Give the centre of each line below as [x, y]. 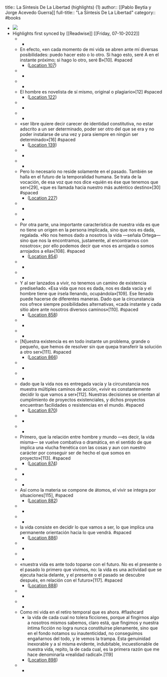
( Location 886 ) [43, 538]
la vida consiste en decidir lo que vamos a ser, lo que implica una [86, 527]
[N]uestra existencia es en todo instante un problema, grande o [85, 341]
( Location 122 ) [42, 97]
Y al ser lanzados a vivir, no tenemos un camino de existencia [83, 283]
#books [13, 18]
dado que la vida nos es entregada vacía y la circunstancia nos [84, 384]
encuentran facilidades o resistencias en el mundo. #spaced [82, 405]
